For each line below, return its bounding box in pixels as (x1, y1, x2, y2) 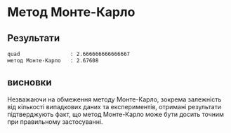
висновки (7, 76, 52, 88)
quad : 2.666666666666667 (7, 50, 131, 57)
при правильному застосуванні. (7, 117, 103, 126)
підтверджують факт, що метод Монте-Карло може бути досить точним (7, 110, 225, 118)
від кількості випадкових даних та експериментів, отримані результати (7, 102, 222, 111)
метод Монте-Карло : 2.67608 (7, 57, 99, 64)
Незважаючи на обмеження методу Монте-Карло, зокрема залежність (7, 95, 222, 104)
